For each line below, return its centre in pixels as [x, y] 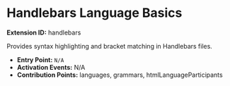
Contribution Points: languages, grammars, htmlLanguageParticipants [120, 75]
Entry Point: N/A [40, 60]
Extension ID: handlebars [44, 32]
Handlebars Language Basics [94, 13]
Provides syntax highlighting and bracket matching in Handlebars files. [110, 46]
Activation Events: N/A [51, 67]
